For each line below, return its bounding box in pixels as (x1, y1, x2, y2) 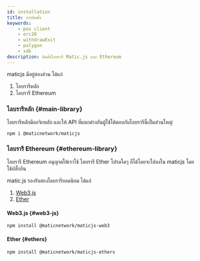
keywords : (7, 20, 32, 26)
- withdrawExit (18, 37, 56, 43)
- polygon (18, 43, 43, 49)
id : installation (7, 8, 51, 15)
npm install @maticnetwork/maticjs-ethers (7, 249, 115, 255)
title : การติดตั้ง (7, 14, 42, 21)
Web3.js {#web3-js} (7, 209, 59, 216)
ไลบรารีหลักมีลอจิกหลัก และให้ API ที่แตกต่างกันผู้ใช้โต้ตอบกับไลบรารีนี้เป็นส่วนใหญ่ (7, 118, 173, 126)
